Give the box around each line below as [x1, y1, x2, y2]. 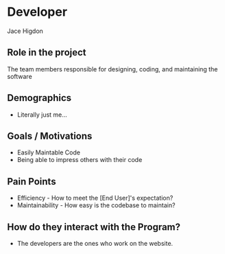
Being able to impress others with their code [16, 156, 143, 164]
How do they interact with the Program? [7, 221, 180, 233]
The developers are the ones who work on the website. [16, 240, 174, 247]
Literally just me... [16, 111, 67, 119]
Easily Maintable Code [16, 148, 81, 157]
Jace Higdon [7, 27, 43, 35]
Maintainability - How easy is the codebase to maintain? [16, 201, 176, 209]
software [7, 72, 32, 80]
